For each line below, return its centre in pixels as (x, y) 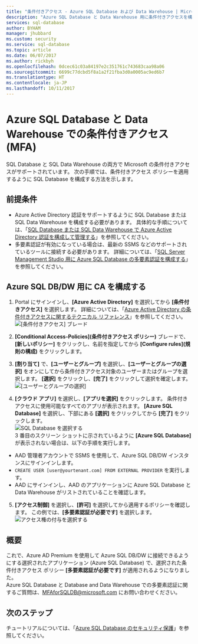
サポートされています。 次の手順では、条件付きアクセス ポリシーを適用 (103, 171)
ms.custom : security (32, 39)
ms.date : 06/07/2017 (32, 55)
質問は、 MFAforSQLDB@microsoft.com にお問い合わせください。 (101, 592)
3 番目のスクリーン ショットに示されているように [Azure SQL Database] (103, 436)
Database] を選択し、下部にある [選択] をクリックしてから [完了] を (97, 413)
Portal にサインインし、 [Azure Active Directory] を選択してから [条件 (99, 302)
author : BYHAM (24, 28)
